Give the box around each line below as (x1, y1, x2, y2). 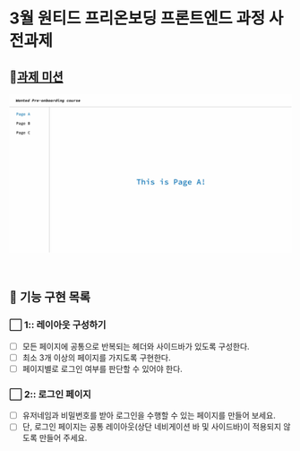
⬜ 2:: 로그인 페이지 (9, 387, 91, 400)
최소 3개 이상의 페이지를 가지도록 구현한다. (21, 351, 171, 363)
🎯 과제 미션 (9, 69, 64, 84)
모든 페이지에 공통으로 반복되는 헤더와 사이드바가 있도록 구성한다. (21, 341, 250, 351)
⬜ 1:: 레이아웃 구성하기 (9, 319, 107, 332)
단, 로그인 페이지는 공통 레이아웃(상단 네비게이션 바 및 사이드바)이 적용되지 (21, 421, 282, 432)
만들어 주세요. (39, 432, 88, 444)
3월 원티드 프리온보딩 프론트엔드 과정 (9, 8, 266, 29)
